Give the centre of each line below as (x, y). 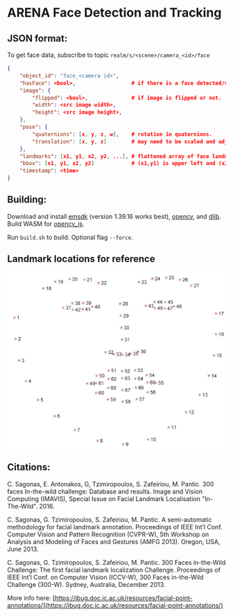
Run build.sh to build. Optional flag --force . (70, 237)
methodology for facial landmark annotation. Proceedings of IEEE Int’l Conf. (115, 527)
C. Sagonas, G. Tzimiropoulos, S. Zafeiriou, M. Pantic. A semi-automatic (110, 519)
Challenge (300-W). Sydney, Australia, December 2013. (86, 584)
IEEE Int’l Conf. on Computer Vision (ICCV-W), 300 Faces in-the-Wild (105, 577)
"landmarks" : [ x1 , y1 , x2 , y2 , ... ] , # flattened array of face (114, 156)
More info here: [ (31, 598)
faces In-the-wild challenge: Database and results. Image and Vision (105, 491)
